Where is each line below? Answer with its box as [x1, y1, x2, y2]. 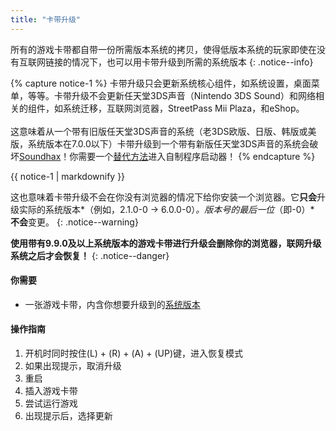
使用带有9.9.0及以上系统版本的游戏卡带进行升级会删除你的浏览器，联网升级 [10, 237, 322, 249]
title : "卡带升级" [10, 14, 82, 25]
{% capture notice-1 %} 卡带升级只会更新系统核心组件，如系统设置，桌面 [10, 77, 312, 89]
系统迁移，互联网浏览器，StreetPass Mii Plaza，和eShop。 [62, 102, 305, 114]
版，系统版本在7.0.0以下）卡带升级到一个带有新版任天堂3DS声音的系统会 [10, 137, 310, 150]
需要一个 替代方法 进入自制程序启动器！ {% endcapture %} [78, 150, 316, 162]
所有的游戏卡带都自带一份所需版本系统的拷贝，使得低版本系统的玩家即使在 [10, 43, 317, 55]
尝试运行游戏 [24, 397, 78, 410]
